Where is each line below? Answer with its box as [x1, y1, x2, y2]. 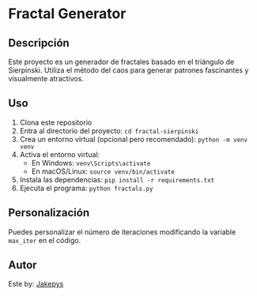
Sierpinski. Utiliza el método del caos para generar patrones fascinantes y [8, 66, 249, 75]
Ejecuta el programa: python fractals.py [19, 183, 153, 193]
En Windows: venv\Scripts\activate [31, 158, 151, 167]
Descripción [8, 36, 70, 50]
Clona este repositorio [19, 118, 93, 127]
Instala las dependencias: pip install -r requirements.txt [19, 174, 215, 184]
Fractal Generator [8, 5, 127, 23]
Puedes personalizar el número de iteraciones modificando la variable [8, 227, 236, 237]
